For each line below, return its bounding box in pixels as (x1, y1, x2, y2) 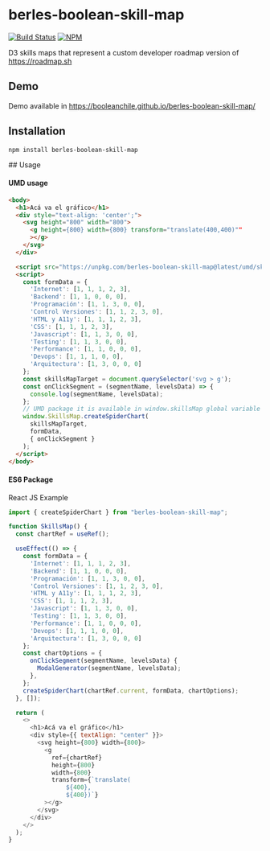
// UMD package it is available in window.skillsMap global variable (22, 405, 261, 413)
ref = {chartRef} (51, 754, 103, 762)
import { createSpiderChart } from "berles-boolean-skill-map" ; (8, 508, 228, 516)
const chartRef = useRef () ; (15, 530, 110, 538)
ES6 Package (8, 475, 54, 484)
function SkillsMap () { (8, 523, 88, 531)
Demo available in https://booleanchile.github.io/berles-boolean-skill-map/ (8, 101, 256, 110)
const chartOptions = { (22, 649, 103, 657)
